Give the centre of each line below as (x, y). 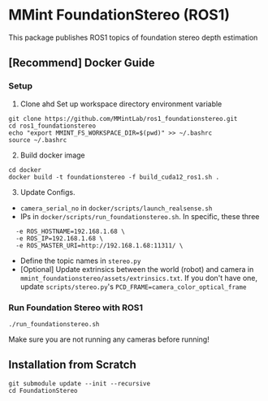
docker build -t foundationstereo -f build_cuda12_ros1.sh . (114, 177)
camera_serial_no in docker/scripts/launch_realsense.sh (116, 208)
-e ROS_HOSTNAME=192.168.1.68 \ (71, 231)
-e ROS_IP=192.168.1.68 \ (60, 238)
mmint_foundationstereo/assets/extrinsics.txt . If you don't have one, (139, 278)
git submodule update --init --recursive (80, 383)
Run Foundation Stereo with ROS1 (76, 308)
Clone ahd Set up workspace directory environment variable (121, 104)
